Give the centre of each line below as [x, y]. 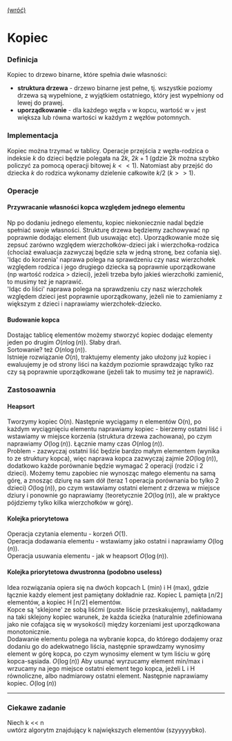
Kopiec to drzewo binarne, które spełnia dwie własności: [87, 75]
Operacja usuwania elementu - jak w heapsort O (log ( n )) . [88, 556]
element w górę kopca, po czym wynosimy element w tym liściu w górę [109, 654]
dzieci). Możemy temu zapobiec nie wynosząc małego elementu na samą [112, 473]
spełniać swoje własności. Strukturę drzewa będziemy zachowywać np [108, 230]
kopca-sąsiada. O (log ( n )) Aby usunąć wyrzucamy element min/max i [105, 661]
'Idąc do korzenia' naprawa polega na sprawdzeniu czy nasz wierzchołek [112, 259]
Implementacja [33, 136]
